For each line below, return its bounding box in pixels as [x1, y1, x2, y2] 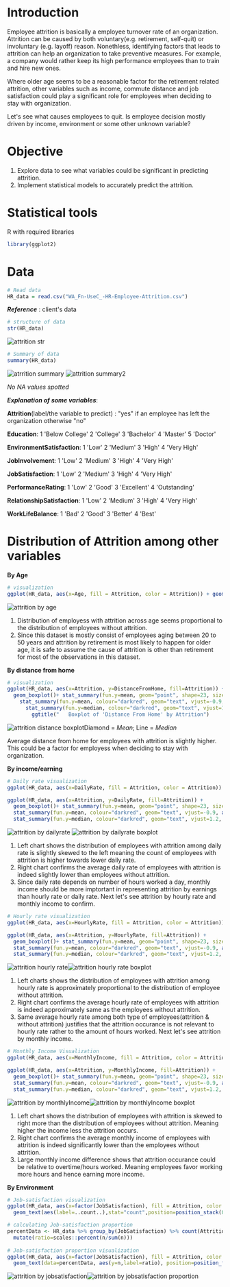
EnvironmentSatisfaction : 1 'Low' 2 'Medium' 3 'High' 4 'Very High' [7, 443, 199, 451]
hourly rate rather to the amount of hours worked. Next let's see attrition [16, 1027, 221, 1036]
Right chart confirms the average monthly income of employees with [16, 1133, 211, 1142]
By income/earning [7, 765, 63, 773]
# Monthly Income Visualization [7, 1048, 99, 1055]
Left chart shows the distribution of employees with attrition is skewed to [16, 1111, 222, 1120]
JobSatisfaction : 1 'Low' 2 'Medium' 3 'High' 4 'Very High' [7, 470, 172, 478]
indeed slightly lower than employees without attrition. [16, 871, 170, 879]
